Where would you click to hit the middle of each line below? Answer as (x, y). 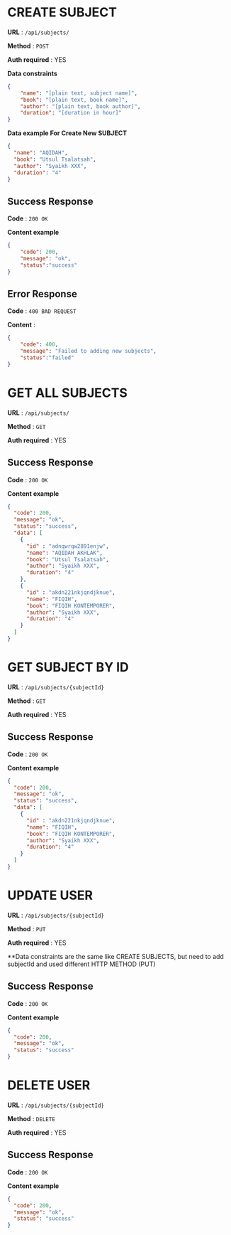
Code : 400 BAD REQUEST (42, 311)
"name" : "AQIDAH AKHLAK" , (64, 553)
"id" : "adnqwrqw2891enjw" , (68, 546)
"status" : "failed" (47, 358)
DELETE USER (49, 1085)
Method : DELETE (31, 1119)
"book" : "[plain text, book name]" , (74, 100)
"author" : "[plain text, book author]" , (80, 106)
